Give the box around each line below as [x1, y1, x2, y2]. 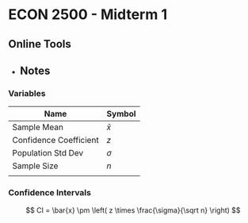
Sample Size [12, 160, 59, 171]
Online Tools [8, 37, 71, 51]
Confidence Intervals [8, 187, 91, 198]
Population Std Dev [12, 148, 84, 159]
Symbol [106, 109, 136, 120]
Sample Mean [12, 121, 63, 133]
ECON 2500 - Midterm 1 [8, 6, 168, 24]
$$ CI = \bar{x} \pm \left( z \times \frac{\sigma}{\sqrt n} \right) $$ [25, 205, 241, 215]
